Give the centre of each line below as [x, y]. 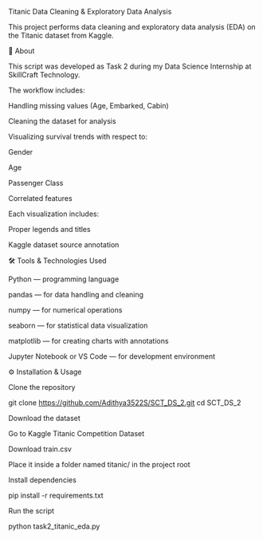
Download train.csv [40, 449]
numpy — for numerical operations [65, 310]
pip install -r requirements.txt [56, 495]
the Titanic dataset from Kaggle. [61, 35]
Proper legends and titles [49, 229]
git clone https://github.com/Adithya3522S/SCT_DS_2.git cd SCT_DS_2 [125, 403]
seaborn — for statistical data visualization [78, 325]
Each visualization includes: [54, 214]
